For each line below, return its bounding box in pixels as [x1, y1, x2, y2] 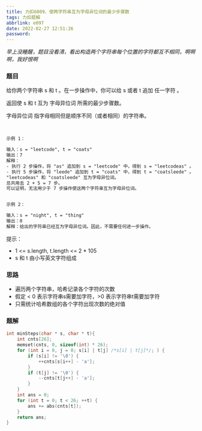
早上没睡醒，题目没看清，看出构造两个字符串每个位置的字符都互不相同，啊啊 [6, 48, 195, 56]
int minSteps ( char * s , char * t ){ [6, 330, 95, 337]
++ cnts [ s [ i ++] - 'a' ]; [38, 359, 95, 365]
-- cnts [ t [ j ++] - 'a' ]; [38, 375, 95, 381]
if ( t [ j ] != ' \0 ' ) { [28, 369, 79, 376]
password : [6, 31, 31, 37]
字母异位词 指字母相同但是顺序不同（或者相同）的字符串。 [6, 112, 150, 120]
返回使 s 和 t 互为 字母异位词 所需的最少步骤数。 [6, 99, 125, 107]
